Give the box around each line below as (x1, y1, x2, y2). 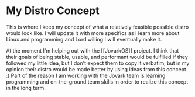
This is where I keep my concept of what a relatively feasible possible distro (6, 23, 189, 30)
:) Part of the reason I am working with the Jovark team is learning (6, 72, 166, 79)
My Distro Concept (6, 4, 100, 18)
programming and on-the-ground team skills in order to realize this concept (6, 78, 189, 85)
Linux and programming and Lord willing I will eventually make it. (6, 36, 162, 43)
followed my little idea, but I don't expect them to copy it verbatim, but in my (6, 60, 190, 67)
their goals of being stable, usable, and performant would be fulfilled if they (6, 53, 189, 60)
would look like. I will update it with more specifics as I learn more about (6, 29, 180, 36)
